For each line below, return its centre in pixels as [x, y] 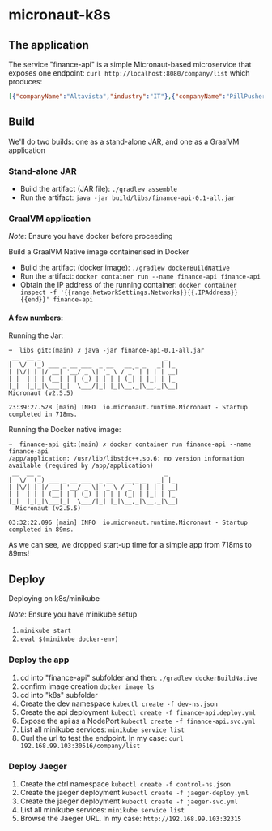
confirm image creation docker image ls [87, 686]
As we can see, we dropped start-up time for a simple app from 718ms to [130, 545]
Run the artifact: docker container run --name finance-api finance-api [140, 276]
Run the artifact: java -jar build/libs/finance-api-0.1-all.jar [127, 197]
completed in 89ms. [41, 530]
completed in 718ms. [43, 415]
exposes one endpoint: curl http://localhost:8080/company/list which [129, 73]
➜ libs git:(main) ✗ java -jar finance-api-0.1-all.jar [106, 351]
